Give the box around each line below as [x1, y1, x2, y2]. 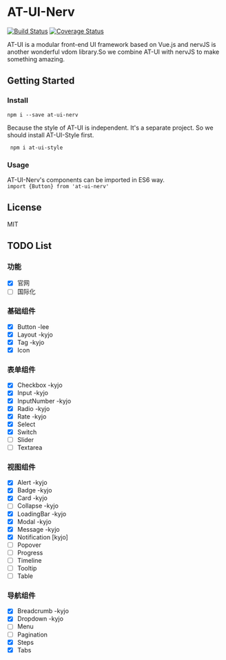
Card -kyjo [17, 494, 48, 502]
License [7, 201, 42, 214]
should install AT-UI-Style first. [7, 130, 94, 139]
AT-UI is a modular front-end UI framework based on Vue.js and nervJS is [7, 40, 216, 48]
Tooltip [17, 563, 37, 572]
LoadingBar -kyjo [17, 510, 67, 518]
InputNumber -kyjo [17, 397, 72, 405]
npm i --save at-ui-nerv [7, 111, 79, 118]
